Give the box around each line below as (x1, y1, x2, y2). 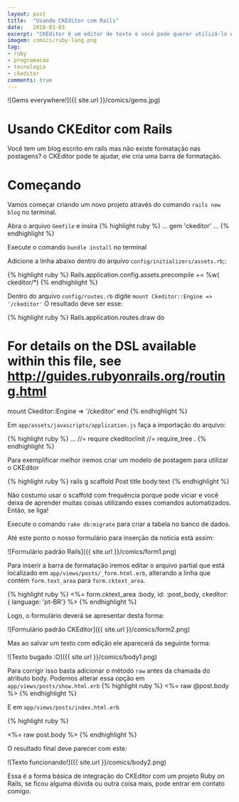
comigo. (7, 787, 32, 796)
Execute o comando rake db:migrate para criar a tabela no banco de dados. (7, 520, 231, 528)
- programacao (7, 57, 50, 64)
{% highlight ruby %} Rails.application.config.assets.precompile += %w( (7, 271, 220, 279)
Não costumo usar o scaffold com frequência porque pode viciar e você (7, 491, 219, 500)
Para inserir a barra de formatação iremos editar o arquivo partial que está (7, 561, 225, 570)
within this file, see (7, 353, 122, 370)
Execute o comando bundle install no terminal (7, 243, 147, 252)
